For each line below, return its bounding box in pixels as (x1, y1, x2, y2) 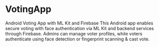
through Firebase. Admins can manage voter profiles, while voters (5, 30, 143, 36)
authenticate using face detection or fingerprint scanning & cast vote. (5, 36, 150, 42)
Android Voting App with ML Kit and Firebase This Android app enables (5, 20, 153, 26)
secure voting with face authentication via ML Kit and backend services (5, 25, 154, 31)
